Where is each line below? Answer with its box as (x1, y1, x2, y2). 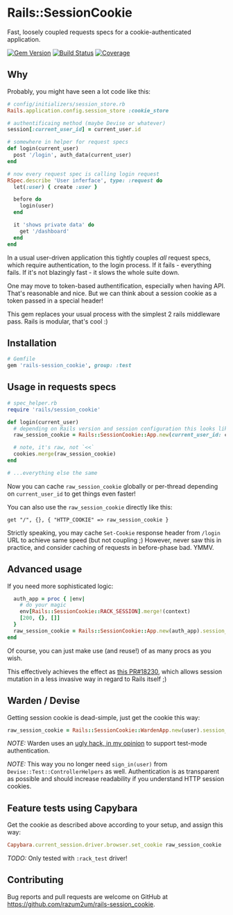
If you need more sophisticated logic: (7, 582, 114, 590)
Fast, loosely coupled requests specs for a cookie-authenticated (7, 28, 192, 36)
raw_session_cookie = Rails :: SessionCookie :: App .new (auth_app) (13, 627, 200, 635)
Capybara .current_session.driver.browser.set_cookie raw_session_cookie (7, 841, 222, 848)
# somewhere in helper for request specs (7, 139, 129, 146)
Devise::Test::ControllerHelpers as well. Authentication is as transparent (7, 767, 220, 775)
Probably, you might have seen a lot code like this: (7, 87, 151, 95)
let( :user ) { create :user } (13, 183, 98, 190)
